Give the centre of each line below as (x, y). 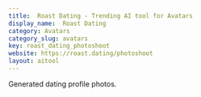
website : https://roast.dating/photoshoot (81, 53)
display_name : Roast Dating (57, 23)
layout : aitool (34, 61)
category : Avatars (39, 31)
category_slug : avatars (48, 38)
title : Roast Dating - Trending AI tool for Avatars (101, 16)
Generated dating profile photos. (63, 84)
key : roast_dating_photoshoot (59, 46)
